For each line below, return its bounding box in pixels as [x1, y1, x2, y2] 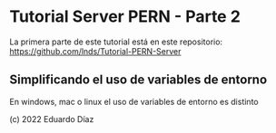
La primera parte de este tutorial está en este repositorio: [9, 36, 223, 47]
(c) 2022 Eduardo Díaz [9, 113, 94, 124]
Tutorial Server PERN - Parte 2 [9, 6, 241, 27]
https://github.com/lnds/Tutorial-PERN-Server [9, 45, 182, 56]
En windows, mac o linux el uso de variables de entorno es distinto [9, 96, 259, 107]
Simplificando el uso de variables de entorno [9, 72, 268, 88]
